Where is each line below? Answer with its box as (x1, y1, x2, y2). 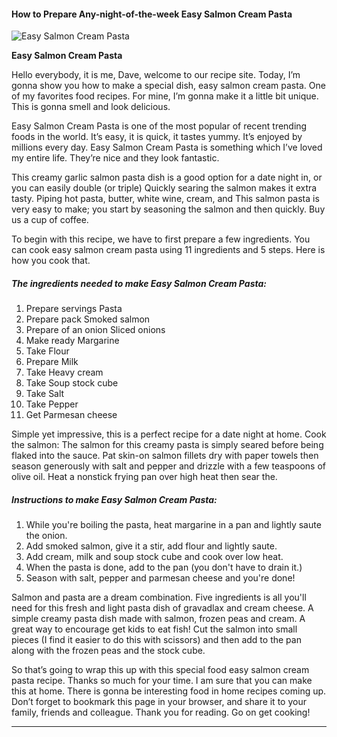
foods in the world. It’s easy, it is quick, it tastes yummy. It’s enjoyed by (11, 131, 303, 143)
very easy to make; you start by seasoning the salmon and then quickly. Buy (11, 203, 326, 215)
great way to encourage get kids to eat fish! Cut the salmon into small (11, 623, 298, 635)
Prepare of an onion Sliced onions (25, 324, 166, 336)
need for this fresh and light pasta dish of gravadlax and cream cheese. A (11, 602, 314, 614)
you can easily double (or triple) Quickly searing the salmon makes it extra (11, 182, 318, 194)
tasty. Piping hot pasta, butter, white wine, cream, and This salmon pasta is (11, 193, 320, 205)
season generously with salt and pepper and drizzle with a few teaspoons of (11, 460, 327, 472)
